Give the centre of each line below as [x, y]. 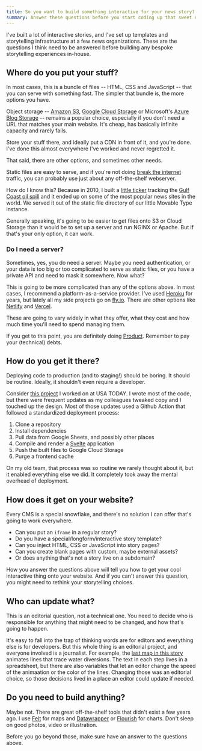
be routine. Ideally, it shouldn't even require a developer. [76, 382]
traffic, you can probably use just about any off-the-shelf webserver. [91, 179]
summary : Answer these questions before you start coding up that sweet [99, 17]
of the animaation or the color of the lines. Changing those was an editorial [99, 672]
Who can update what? [50, 601]
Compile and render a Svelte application [65, 443]
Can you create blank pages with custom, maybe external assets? [96, 552]
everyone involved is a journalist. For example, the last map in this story [95, 653]
